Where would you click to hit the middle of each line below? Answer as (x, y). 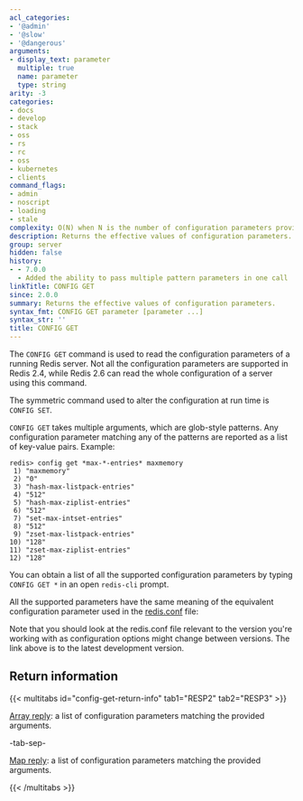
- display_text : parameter (60, 60)
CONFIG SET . (31, 410)
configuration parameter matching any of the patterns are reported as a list (149, 437)
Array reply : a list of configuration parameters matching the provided (137, 715)
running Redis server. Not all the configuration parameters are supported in (149, 363)
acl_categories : (40, 18)
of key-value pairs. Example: (62, 447)
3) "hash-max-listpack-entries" (74, 487)
